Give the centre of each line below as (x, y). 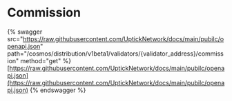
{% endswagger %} (58, 90)
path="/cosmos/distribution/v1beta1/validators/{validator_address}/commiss (116, 54)
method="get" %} (46, 60)
